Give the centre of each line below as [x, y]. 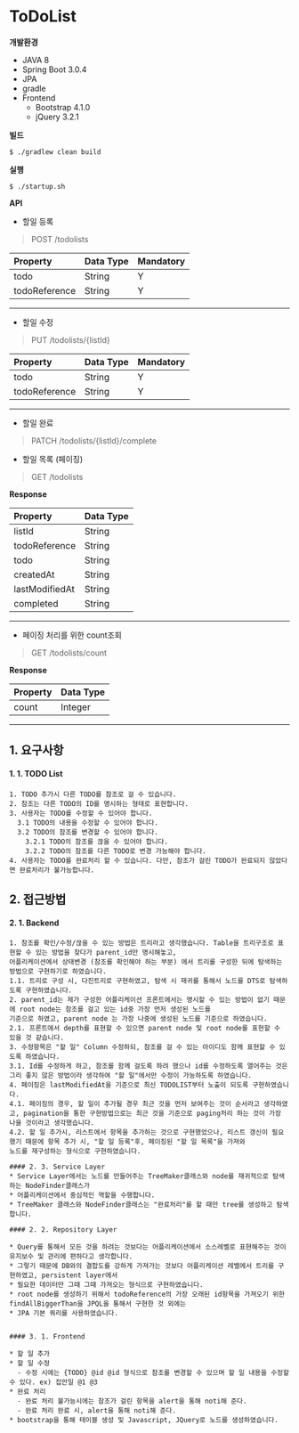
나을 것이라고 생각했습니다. [52, 1123]
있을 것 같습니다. [37, 1038]
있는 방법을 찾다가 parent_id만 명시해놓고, [106, 953]
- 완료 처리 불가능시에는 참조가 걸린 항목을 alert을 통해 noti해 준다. [132, 1401]
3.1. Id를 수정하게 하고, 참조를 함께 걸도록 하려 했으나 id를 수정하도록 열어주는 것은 [149, 1066]
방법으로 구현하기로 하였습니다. [58, 972]
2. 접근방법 [38, 899]
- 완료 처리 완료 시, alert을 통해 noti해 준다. [97, 1411]
